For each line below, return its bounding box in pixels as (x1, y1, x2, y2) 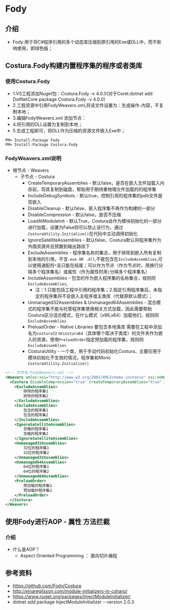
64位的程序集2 (23, 469, 50, 474)
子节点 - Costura (20, 173, 55, 180)
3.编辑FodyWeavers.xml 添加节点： (12, 115, 87, 121)
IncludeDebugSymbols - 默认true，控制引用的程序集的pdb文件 (27, 192, 158, 198)
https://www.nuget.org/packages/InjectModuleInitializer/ (12, 593, 131, 599)
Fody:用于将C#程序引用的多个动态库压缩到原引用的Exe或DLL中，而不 (12, 39, 157, 45)
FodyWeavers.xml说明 (5, 155, 62, 162)
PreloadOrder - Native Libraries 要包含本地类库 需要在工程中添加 (27, 324, 162, 330)
